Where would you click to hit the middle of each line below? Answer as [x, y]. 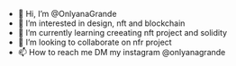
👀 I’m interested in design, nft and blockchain [101, 23]
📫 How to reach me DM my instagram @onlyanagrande [122, 52]
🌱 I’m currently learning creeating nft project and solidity [123, 33]
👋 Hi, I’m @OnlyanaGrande [67, 14]
